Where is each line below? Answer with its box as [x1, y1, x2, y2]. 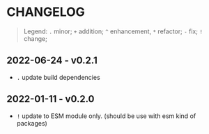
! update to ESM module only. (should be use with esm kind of [16, 112, 196, 120]
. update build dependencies [16, 73, 100, 81]
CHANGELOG [6, 4, 85, 20]
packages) [16, 119, 48, 127]
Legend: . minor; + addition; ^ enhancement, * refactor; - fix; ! [23, 27, 203, 35]
